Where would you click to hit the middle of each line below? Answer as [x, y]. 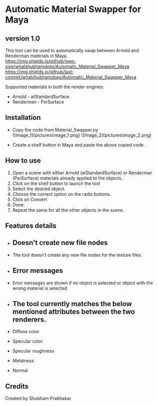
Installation [23, 118]
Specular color [27, 341]
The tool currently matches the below [72, 304]
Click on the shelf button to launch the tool [56, 183]
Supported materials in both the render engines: [54, 87]
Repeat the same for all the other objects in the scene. [68, 210]
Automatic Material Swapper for [73, 9]
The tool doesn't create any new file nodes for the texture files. [77, 255]
